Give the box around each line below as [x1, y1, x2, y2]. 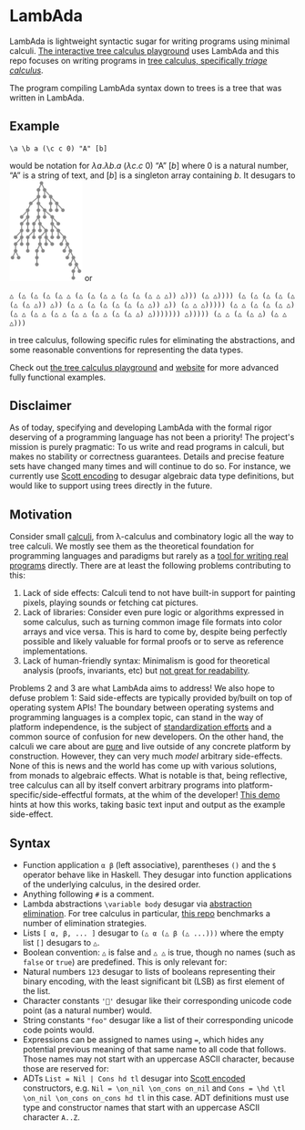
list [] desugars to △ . [22, 937, 100, 948]
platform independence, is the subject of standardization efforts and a [9, 722, 272, 733]
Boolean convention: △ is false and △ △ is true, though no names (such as [22, 947, 296, 958]
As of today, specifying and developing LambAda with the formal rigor [9, 422, 272, 434]
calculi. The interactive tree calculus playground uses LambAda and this [9, 45, 280, 56]
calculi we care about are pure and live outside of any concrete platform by [9, 741, 291, 752]
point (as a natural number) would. [22, 1005, 153, 1016]
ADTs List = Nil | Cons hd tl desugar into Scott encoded [22, 1073, 246, 1084]
